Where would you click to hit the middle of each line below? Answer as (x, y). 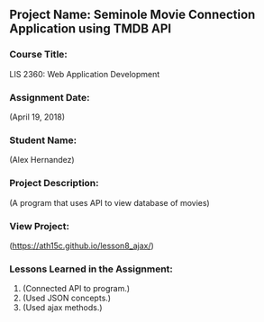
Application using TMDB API (91, 29)
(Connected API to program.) (76, 289)
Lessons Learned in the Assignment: (91, 269)
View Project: (40, 226)
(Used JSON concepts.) (66, 298)
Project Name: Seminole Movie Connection (132, 15)
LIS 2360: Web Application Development (85, 74)
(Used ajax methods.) (62, 308)
